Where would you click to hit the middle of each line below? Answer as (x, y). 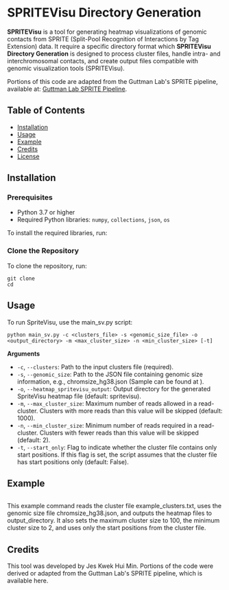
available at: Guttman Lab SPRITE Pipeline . (67, 89)
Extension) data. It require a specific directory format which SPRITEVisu (109, 46)
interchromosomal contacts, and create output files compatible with (103, 61)
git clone (21, 278)
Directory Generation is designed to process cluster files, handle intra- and (114, 54)
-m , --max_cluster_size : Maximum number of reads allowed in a (107, 403)
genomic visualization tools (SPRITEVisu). (66, 68)
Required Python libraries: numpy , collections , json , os (93, 220)
